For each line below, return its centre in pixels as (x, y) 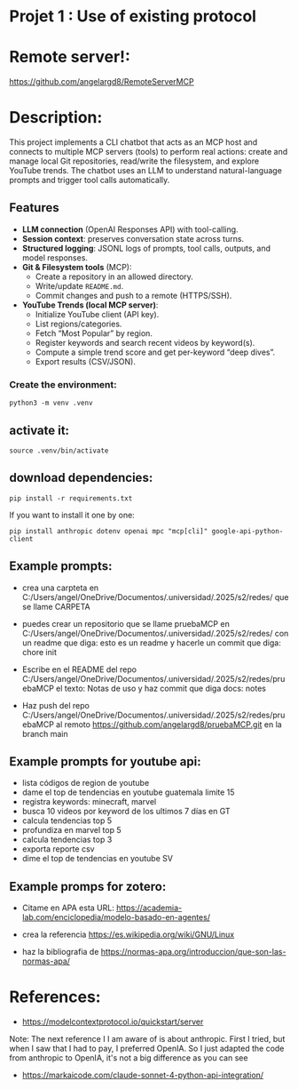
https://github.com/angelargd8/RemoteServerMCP (102, 82)
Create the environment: (63, 384)
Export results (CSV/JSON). (85, 361)
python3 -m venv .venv (51, 403)
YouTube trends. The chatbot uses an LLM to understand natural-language (145, 171)
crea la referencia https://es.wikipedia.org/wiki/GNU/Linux (128, 934)
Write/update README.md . (79, 285)
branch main (45, 733)
